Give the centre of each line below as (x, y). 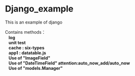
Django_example (39, 9)
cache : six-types (26, 48)
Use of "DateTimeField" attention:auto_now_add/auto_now (69, 63)
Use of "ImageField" (30, 58)
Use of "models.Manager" (36, 68)
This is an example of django (34, 22)
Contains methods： (25, 32)
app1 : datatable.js (27, 53)
